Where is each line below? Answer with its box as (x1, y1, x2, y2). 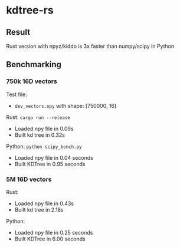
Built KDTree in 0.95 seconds (14, 160, 86, 167)
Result (6, 27, 31, 37)
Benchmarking (6, 60, 62, 70)
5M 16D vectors (6, 175, 52, 183)
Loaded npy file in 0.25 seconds (14, 229, 93, 236)
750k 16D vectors (6, 77, 57, 85)
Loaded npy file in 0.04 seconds (14, 154, 93, 161)
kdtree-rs (6, 4, 54, 17)
